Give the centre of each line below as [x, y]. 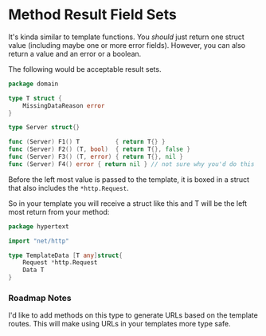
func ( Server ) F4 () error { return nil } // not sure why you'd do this [131, 164]
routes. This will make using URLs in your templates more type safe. [119, 324]
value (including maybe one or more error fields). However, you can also [127, 45]
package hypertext [39, 226]
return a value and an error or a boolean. [75, 53]
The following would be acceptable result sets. [85, 69]
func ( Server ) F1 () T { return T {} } [87, 142]
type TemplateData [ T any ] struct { [66, 255]
